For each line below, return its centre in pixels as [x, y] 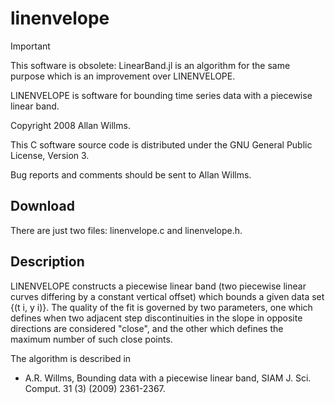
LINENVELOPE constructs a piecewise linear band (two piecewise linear [158, 286]
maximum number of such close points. [91, 339]
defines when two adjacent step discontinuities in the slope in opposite [156, 318]
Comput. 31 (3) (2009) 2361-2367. [95, 388]
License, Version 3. [50, 155]
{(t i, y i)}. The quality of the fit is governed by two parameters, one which [161, 307]
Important [30, 46]
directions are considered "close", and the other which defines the [147, 328]
